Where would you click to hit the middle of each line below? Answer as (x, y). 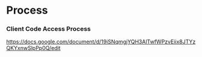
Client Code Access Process (49, 29)
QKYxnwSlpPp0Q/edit (34, 48)
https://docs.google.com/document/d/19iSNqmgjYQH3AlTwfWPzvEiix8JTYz (101, 42)
